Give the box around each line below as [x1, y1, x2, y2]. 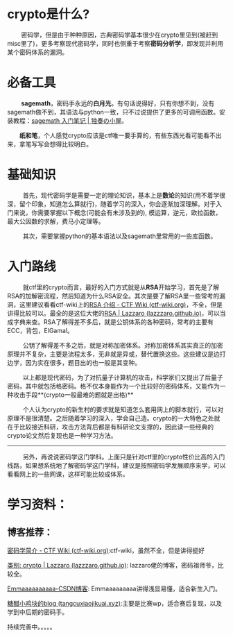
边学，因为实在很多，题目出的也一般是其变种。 [7, 358, 141, 366]
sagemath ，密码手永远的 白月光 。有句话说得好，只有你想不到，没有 [20, 99, 215, 108]
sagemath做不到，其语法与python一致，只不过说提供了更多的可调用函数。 [7, 108, 220, 116]
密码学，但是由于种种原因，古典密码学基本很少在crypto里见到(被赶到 [20, 31, 218, 39]
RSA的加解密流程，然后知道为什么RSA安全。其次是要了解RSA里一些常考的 [7, 291, 220, 300]
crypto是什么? [7, 6, 90, 22]
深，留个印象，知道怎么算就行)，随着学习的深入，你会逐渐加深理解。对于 [7, 199, 216, 208]
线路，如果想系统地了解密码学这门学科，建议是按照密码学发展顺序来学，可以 [7, 461, 226, 469]
